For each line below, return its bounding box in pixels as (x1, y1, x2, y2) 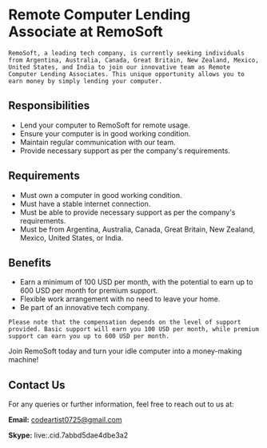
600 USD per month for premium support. (19, 286, 158, 296)
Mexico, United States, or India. (19, 232, 124, 242)
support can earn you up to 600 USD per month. (8, 333, 170, 341)
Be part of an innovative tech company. (19, 303, 149, 313)
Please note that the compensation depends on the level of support (8, 318, 241, 326)
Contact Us (8, 378, 66, 392)
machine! (8, 355, 39, 365)
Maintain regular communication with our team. (19, 137, 176, 147)
